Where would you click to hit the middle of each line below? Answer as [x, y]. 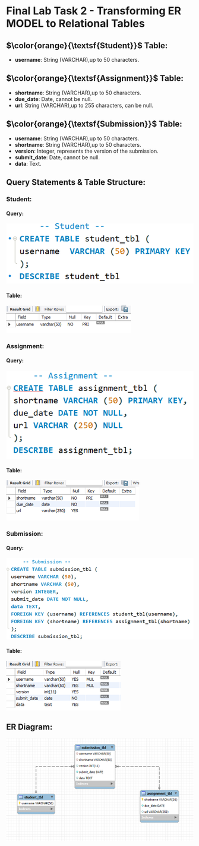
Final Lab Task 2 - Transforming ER [94, 11]
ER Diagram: [29, 727]
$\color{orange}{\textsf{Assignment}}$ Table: [95, 78]
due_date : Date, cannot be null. [53, 99]
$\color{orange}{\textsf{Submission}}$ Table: [94, 124]
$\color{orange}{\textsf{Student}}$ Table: [87, 45]
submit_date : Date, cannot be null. [57, 157]
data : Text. [28, 163]
